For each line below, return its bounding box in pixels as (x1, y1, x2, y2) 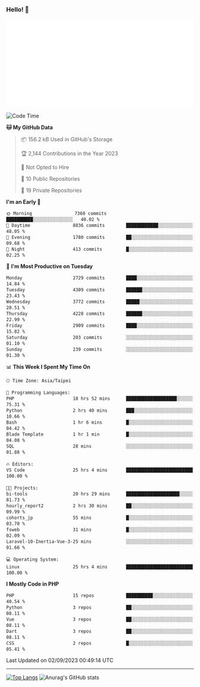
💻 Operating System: (6, 557, 60, 562)
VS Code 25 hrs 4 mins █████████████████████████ (6, 467, 193, 473)
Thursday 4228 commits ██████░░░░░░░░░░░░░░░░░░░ (6, 311, 193, 317)
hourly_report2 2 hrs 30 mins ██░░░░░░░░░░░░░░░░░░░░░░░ (6, 503, 193, 509)
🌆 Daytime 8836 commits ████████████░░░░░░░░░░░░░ (6, 223, 193, 229)
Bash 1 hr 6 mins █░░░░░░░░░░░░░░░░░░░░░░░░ (6, 419, 193, 425)
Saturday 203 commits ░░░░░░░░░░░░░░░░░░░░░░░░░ (6, 335, 193, 341)
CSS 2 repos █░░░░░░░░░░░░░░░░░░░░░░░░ (6, 641, 193, 646)
